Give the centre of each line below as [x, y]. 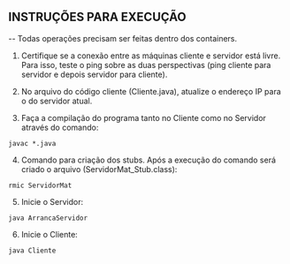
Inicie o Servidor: [52, 201]
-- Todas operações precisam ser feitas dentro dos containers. [123, 38]
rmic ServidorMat [40, 185]
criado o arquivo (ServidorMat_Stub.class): [99, 169]
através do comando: [60, 127]
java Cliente [32, 250]
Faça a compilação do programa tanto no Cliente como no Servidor [144, 117]
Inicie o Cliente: [50, 234]
